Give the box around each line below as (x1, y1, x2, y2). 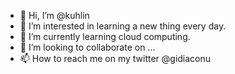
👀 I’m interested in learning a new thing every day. (19, 20, 227, 32)
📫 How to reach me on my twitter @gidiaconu (19, 53, 212, 64)
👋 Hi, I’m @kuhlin (19, 10, 90, 21)
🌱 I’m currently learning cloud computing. (19, 31, 191, 42)
